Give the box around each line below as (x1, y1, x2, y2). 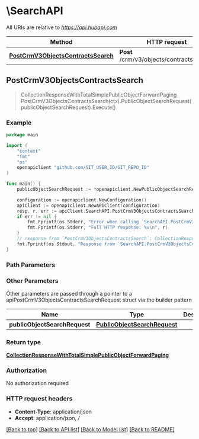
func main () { (6, 181, 41, 187)
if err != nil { (17, 213, 57, 220)
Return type (6, 338, 41, 346)
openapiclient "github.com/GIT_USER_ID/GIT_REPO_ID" (17, 165, 150, 171)
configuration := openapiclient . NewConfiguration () (17, 197, 147, 203)
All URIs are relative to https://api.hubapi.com (6, 24, 117, 31)
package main (6, 132, 38, 138)
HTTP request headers (6, 395, 73, 403)
